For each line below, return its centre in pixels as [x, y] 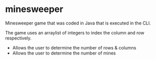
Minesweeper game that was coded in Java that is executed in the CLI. [78, 23]
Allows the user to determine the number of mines [64, 53]
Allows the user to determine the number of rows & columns [74, 47]
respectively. [18, 38]
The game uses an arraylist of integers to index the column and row [75, 32]
